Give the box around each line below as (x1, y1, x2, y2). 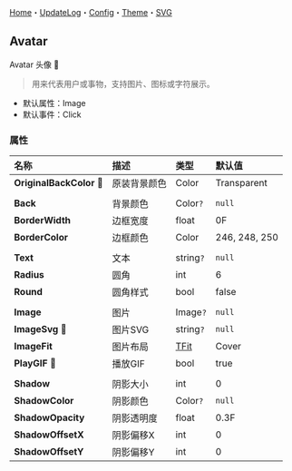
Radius (14, 269, 45, 281)
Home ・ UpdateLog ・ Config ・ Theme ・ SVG (9, 7, 172, 17)
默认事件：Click (22, 109, 82, 120)
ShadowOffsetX (14, 428, 84, 441)
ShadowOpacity (14, 411, 85, 424)
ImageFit (14, 340, 53, 353)
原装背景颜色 (112, 177, 167, 190)
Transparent (215, 177, 268, 190)
